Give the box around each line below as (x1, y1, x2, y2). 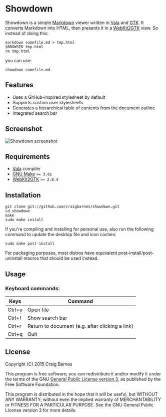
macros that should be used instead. (23, 255, 99, 261)
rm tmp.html (5, 49, 30, 54)
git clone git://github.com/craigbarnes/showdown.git (5, 204, 120, 210)
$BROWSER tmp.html (5, 44, 43, 49)
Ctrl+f (7, 314, 21, 321)
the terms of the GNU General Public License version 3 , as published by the (5, 376, 161, 382)
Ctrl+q (7, 330, 23, 337)
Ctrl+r (7, 322, 21, 329)
